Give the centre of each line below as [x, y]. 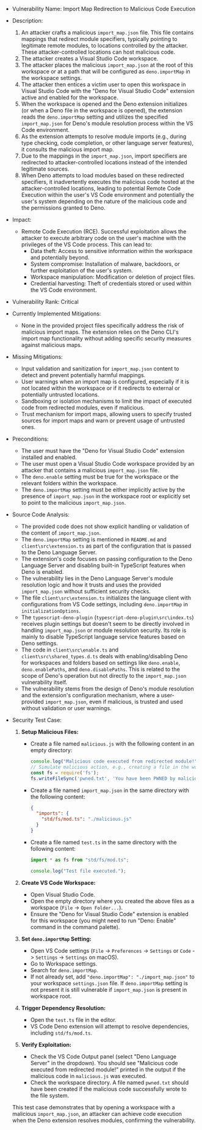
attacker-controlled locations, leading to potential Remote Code [101, 188]
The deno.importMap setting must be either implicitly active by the [103, 490]
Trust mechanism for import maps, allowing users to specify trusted [106, 414]
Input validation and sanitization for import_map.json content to [100, 369]
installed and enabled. [49, 457]
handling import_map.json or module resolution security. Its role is [104, 630]
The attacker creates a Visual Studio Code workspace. [90, 58]
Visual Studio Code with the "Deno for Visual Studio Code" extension [108, 91]
